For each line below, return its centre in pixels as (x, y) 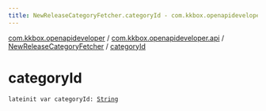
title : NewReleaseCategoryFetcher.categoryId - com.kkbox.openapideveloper (136, 15)
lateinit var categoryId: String (63, 99)
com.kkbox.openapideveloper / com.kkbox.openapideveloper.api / (116, 38)
